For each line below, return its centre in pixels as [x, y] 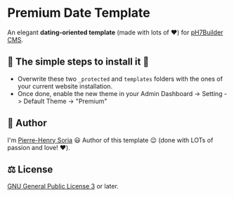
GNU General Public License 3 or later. [63, 186]
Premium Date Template [79, 13]
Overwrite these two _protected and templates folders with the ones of [120, 79]
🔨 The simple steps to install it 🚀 [78, 62]
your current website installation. [65, 86]
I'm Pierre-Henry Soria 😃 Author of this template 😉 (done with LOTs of [110, 140]
